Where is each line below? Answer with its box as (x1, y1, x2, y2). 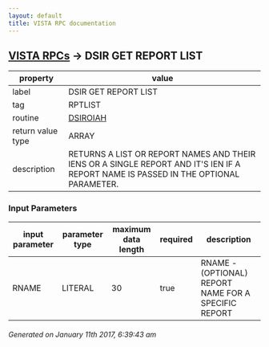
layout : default (8, 11, 62, 20)
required (159, 234, 194, 245)
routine (12, 112, 39, 124)
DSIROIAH (67, 112, 106, 124)
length (118, 243, 145, 255)
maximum (111, 223, 151, 235)
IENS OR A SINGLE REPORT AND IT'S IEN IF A (67, 158, 241, 169)
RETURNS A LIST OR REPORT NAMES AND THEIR (67, 149, 256, 160)
